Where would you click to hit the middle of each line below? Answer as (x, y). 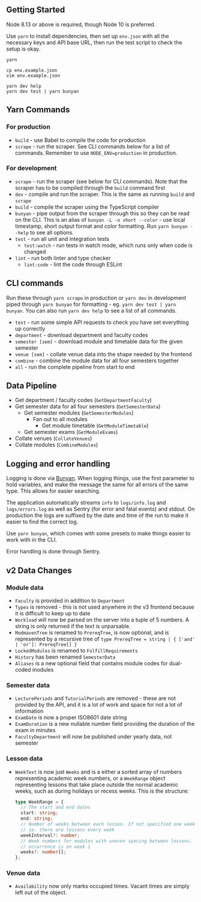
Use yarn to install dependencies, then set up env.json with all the (88, 36)
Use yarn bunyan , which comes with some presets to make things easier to (98, 534)
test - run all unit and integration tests (62, 239)
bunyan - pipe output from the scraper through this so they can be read (102, 213)
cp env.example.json (32, 70)
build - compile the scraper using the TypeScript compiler (87, 207)
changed (35, 251)
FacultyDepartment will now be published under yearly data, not (93, 737)
